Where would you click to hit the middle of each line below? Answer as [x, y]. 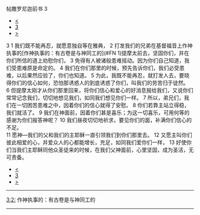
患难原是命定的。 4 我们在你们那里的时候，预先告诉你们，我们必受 [98, 68]
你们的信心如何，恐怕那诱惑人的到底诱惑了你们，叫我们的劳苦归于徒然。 [100, 83]
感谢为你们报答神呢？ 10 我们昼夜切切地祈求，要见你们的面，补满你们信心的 [99, 120]
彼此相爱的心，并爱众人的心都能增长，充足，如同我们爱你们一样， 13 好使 [96, 142]
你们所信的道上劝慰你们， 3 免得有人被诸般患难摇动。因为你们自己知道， [95, 60]
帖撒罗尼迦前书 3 [27, 9]
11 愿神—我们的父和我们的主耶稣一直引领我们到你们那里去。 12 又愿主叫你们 [99, 135]
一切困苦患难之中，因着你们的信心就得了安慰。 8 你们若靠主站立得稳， [103, 105]
